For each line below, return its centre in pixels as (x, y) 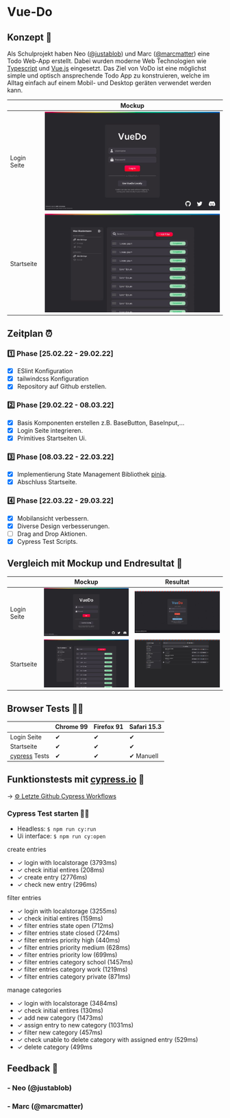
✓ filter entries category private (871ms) (74, 976)
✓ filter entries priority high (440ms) (68, 940)
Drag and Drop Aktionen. (52, 534)
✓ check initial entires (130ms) (60, 1010)
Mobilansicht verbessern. (53, 518)
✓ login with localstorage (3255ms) (67, 911)
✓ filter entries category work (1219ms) (72, 969)
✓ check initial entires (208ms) (61, 870)
